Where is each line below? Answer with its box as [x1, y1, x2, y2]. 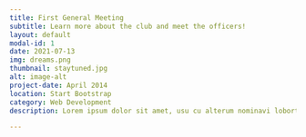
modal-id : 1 [9, 38, 55, 48]
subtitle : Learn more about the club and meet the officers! [9, 22, 247, 31]
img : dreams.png [9, 55, 71, 64]
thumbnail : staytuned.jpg [9, 64, 107, 73]
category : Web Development [9, 97, 112, 107]
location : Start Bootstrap [9, 89, 112, 98]
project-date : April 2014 [9, 81, 107, 90]
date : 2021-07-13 [9, 47, 76, 56]
